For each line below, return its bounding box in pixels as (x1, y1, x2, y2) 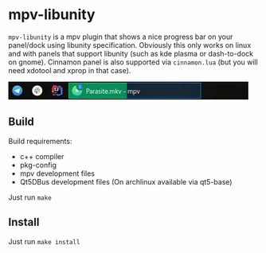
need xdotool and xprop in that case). (8, 65, 131, 75)
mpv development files (19, 169, 96, 178)
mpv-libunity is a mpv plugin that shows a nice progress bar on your (8, 32, 233, 41)
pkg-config (19, 160, 57, 169)
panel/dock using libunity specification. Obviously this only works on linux (8, 40, 252, 49)
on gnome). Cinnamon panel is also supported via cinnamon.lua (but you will (8, 57, 259, 67)
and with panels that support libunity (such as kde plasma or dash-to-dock (8, 49, 253, 58)
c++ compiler (19, 151, 65, 161)
